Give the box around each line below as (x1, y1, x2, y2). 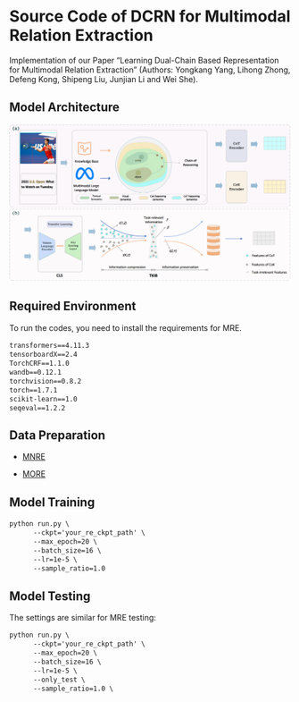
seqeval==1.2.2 (9, 403, 66, 412)
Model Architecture (9, 100, 120, 115)
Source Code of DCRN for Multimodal (9, 6, 291, 27)
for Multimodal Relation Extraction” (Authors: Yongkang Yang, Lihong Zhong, (9, 64, 291, 75)
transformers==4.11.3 (9, 341, 90, 350)
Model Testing (9, 588, 91, 604)
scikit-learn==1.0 (9, 394, 78, 403)
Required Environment (9, 299, 137, 314)
